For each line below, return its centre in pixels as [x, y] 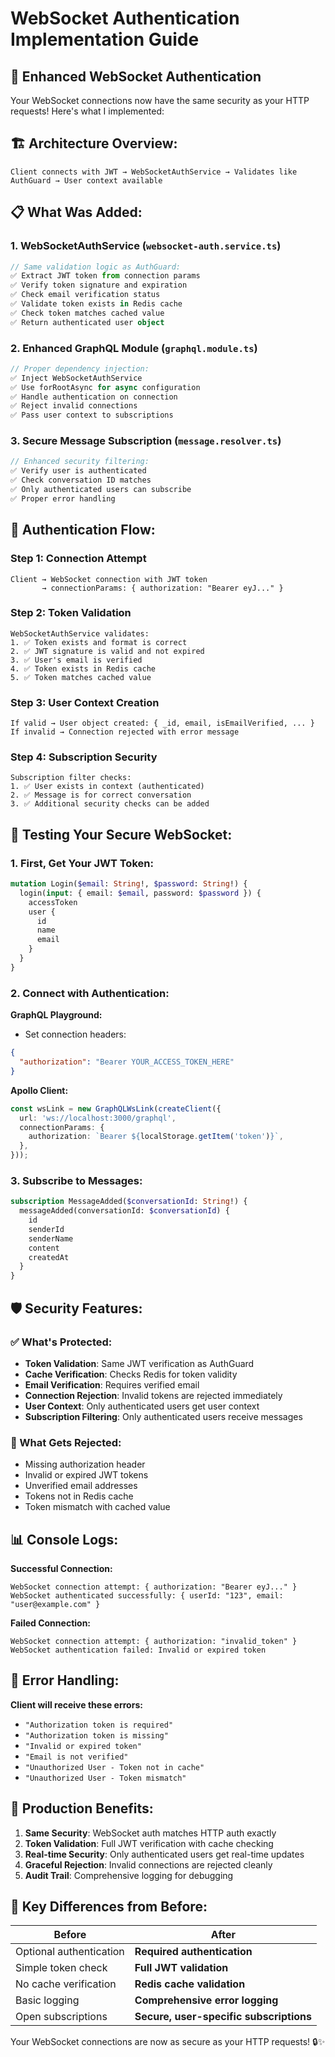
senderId [46, 1229]
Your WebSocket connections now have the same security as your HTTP [160, 100]
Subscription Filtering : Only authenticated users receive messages [163, 1416]
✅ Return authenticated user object [87, 322]
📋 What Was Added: [76, 212]
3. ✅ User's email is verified [76, 660]
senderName [51, 1238]
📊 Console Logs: [64, 1539]
